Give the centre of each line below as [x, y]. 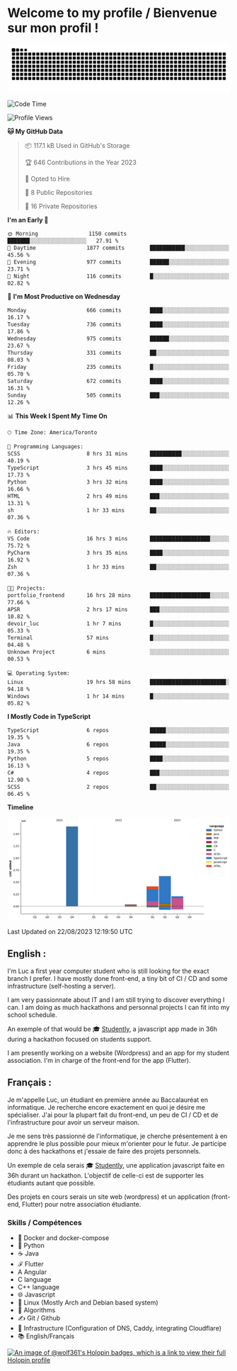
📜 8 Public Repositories [58, 192]
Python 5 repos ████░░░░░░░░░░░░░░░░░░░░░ [118, 758]
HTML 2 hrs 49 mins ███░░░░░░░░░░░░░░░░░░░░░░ [118, 496]
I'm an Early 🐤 [28, 220]
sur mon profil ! [53, 28]
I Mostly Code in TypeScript [49, 716]
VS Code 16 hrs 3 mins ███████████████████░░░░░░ [118, 539]
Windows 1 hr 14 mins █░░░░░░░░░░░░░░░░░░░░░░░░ [118, 696]
